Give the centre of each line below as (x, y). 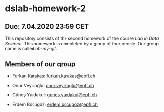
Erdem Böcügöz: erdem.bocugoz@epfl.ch (55, 104)
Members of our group (40, 64)
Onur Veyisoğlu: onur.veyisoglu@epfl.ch (53, 85)
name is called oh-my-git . (31, 49)
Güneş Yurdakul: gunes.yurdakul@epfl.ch (54, 95)
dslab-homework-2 (46, 9)
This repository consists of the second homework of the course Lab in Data (82, 38)
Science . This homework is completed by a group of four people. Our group (82, 44)
